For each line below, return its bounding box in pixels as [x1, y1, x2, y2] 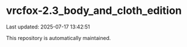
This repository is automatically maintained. [6, 34, 111, 41]
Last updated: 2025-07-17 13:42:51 [6, 23, 91, 30]
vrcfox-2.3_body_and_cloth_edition [6, 4, 182, 17]
